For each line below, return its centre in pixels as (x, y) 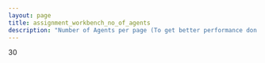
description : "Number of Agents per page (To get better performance (126, 30)
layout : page (30, 15)
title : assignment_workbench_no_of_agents (79, 23)
